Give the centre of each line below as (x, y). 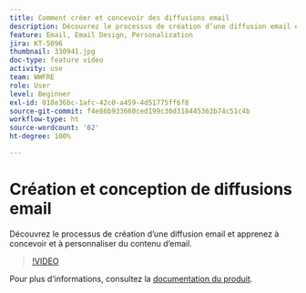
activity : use (36, 69)
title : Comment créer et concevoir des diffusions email (120, 18)
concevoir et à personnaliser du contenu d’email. (101, 243)
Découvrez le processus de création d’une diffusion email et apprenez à (144, 234)
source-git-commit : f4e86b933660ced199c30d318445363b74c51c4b (130, 111)
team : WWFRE (32, 77)
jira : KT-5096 (36, 43)
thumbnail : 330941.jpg (52, 52)
